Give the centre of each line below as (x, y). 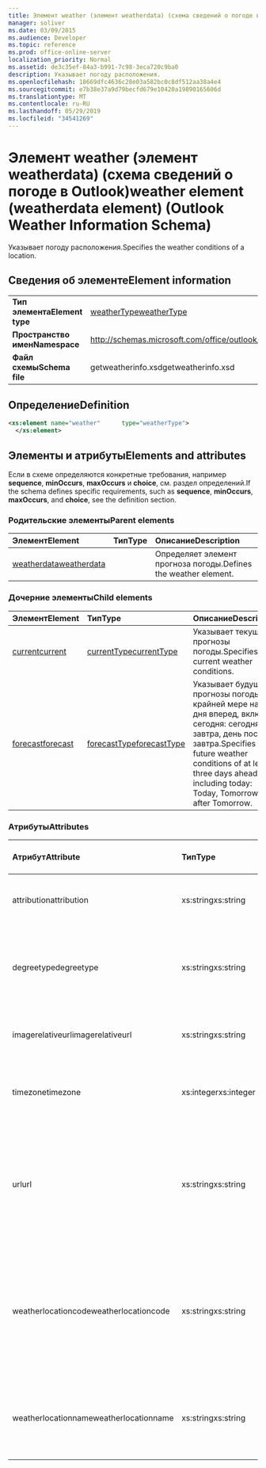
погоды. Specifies (226, 651)
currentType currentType (132, 651)
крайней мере (220, 703)
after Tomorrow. (223, 803)
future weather (220, 753)
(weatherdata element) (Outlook (116, 209)
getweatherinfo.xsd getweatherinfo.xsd (162, 367)
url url (22, 1184)
